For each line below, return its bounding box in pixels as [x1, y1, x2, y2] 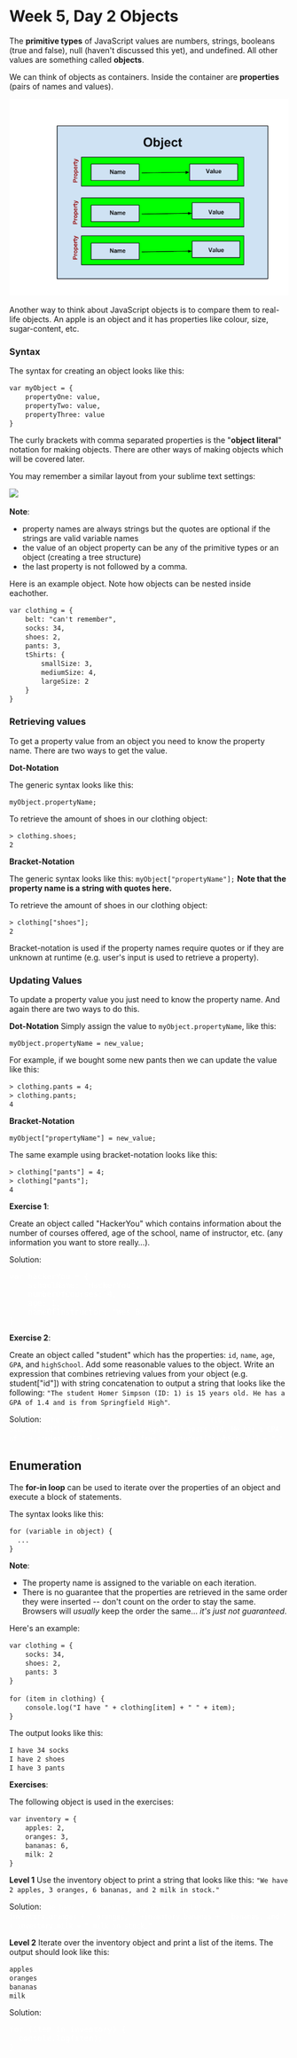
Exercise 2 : [9, 1332, 51, 1343]
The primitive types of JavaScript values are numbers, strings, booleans [9, 35, 276, 46]
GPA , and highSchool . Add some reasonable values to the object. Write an [9, 1359, 275, 1370]
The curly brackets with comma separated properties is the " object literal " [9, 435, 282, 445]
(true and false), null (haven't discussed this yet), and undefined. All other [9, 44, 278, 55]
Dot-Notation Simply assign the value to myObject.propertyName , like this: [9, 1020, 277, 1031]
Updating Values [9, 974, 82, 986]
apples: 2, [25, 1823, 66, 1833]
